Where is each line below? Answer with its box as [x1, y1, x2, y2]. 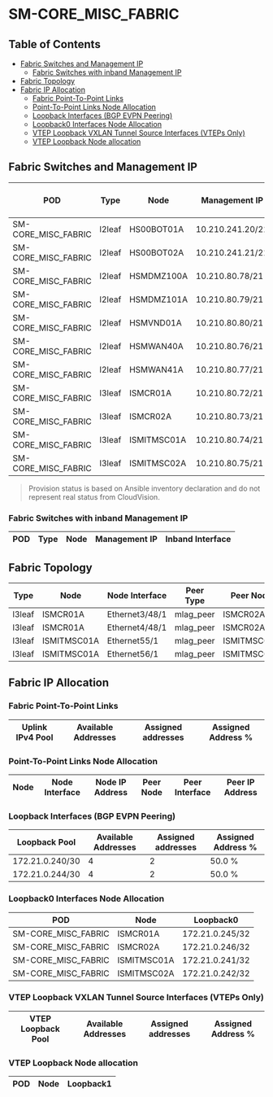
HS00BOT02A [128, 247, 184, 258]
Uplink [21, 721, 47, 732]
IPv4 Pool [15, 732, 54, 743]
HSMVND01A [128, 317, 182, 328]
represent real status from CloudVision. [28, 492, 160, 501]
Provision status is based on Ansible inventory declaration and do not [28, 483, 261, 493]
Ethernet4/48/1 [106, 622, 167, 633]
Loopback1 [67, 1078, 112, 1090]
